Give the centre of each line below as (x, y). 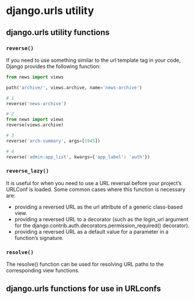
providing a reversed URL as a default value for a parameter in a (91, 231)
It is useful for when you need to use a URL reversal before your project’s (94, 183)
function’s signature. (39, 238)
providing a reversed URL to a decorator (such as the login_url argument (101, 219)
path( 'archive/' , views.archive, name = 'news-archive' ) (74, 88)
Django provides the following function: (53, 66)
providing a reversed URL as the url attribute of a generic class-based (98, 207)
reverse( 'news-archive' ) (36, 103)
